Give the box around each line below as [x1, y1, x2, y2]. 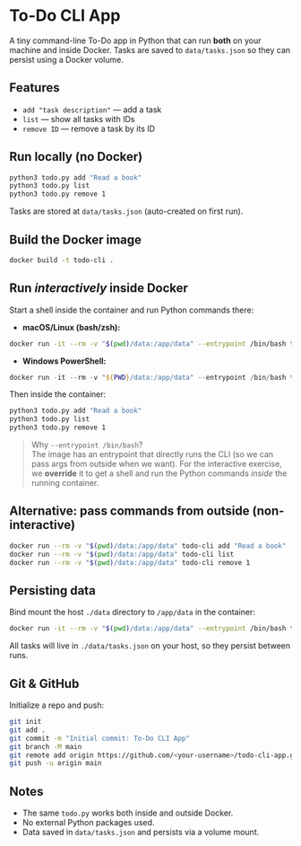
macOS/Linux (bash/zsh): [21, 322, 121, 332]
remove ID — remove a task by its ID [21, 123, 155, 134]
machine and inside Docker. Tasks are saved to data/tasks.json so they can [9, 44, 291, 55]
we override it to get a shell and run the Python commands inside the [30, 468, 288, 479]
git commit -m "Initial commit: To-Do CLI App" [9, 734, 191, 743]
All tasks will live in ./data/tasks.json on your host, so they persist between [9, 640, 291, 651]
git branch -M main [9, 742, 82, 751]
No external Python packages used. [21, 817, 155, 828]
